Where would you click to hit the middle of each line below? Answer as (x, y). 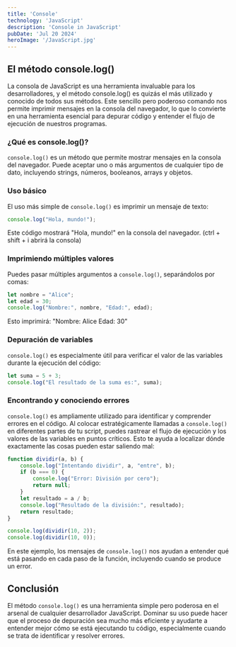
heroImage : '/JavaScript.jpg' (52, 40)
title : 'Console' (33, 14)
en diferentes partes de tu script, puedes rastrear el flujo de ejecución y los (117, 431)
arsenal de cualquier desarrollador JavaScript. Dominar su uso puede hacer (118, 613)
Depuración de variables (50, 339)
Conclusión (33, 589)
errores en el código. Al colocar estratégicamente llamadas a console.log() (117, 423)
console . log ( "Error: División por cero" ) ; (96, 479)
